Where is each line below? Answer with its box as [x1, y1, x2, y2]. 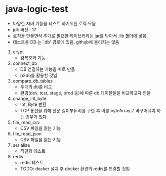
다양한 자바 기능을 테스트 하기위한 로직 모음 [12, 20, 96, 26]
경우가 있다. [25, 114, 48, 120]
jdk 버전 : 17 [12, 26, 37, 33]
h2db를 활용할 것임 [20, 72, 57, 78]
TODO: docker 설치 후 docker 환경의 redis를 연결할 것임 [20, 166, 130, 172]
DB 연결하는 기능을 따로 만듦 [20, 66, 76, 72]
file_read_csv [12, 119, 40, 125]
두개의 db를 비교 [20, 84, 52, 89]
